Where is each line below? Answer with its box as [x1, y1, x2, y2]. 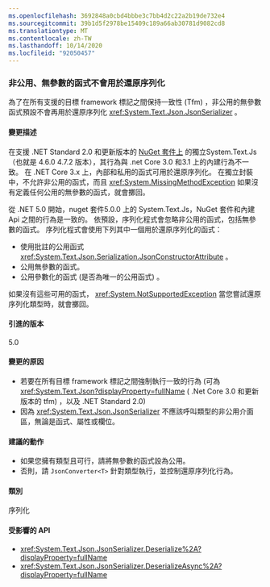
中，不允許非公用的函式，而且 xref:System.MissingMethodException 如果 [8, 177, 251, 186]
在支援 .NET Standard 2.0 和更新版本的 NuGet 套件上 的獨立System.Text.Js [8, 147, 257, 156]
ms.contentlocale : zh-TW [8, 34, 92, 43]
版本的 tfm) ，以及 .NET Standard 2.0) [19, 396, 147, 406]
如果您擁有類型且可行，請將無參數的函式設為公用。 [19, 456, 190, 466]
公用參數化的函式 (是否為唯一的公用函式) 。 [19, 272, 164, 281]
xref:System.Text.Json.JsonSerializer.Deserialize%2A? [19, 543, 201, 553]
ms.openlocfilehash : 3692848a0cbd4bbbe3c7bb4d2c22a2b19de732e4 [8, 11, 226, 20]
